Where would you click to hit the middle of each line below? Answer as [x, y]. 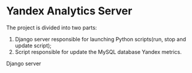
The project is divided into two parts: [52, 28]
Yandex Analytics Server [69, 11]
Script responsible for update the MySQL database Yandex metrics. [98, 51]
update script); [33, 45]
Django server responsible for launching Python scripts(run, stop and [100, 39]
